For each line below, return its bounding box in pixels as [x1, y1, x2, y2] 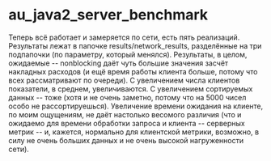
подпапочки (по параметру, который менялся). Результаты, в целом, [8, 49, 248, 59]
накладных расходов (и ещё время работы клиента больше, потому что [8, 66, 258, 76]
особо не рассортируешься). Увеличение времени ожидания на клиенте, [8, 101, 264, 111]
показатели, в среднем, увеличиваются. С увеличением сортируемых [8, 83, 253, 94]
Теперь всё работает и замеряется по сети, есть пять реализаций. [8, 32, 240, 42]
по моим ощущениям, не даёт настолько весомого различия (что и [8, 109, 242, 119]
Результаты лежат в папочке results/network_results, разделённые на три [8, 40, 262, 50]
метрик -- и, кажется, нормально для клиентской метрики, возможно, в [8, 127, 260, 137]
